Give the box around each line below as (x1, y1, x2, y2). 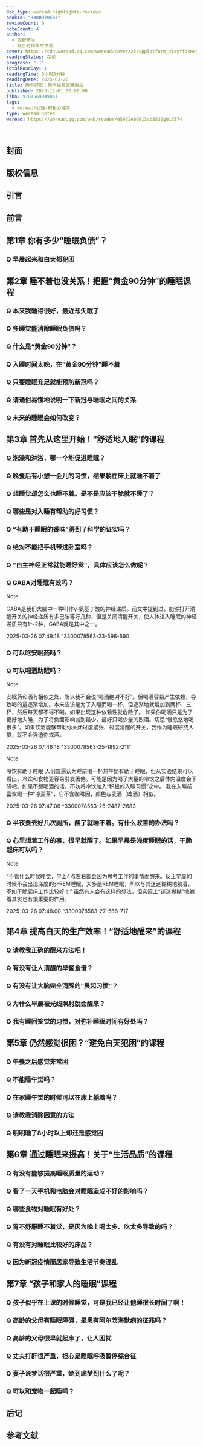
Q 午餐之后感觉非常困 (6, 1057, 68, 1066)
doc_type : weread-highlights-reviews (6, 8, 101, 15)
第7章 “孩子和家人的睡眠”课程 (6, 1279, 117, 1289)
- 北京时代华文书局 (11, 43, 53, 49)
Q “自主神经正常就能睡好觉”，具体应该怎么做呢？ (6, 561, 149, 569)
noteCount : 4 (6, 25, 39, 32)
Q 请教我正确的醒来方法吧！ (6, 946, 87, 954)
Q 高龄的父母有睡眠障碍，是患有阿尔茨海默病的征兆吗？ (6, 1316, 167, 1325)
